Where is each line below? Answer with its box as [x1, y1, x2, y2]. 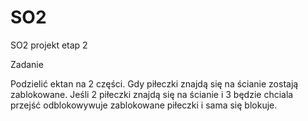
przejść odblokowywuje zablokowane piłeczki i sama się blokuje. [10, 99, 278, 111]
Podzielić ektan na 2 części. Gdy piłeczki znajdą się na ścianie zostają [10, 77, 299, 90]
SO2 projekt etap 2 [10, 39, 88, 51]
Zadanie [10, 58, 44, 70]
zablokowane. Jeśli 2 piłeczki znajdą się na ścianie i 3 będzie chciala [10, 88, 294, 100]
